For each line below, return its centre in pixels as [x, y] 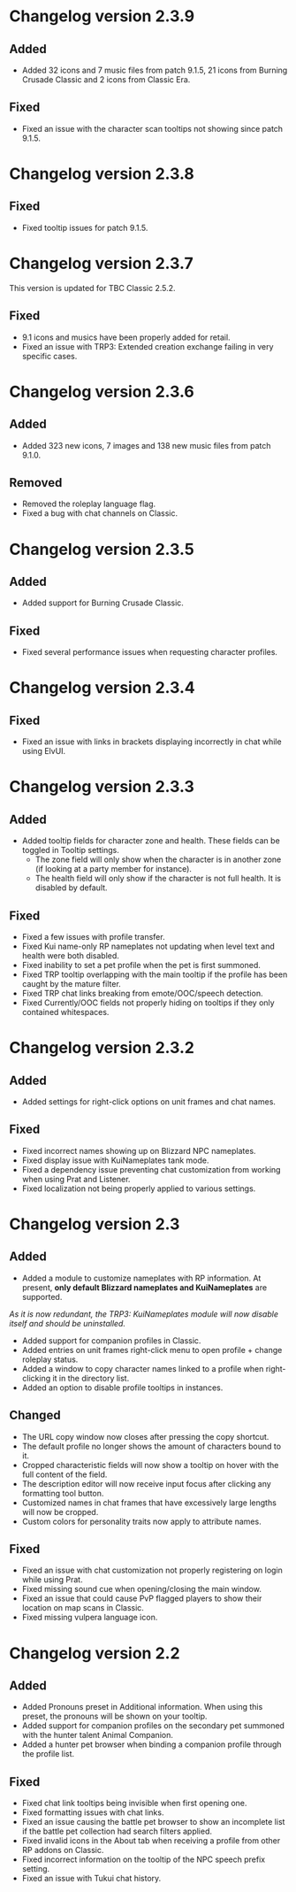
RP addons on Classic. [63, 1850]
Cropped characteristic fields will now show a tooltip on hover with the [150, 1465]
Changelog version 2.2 [95, 1653]
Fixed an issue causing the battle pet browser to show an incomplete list [153, 1822]
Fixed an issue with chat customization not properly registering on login [152, 1570]
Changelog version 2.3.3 [102, 787]
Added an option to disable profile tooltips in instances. [122, 1388]
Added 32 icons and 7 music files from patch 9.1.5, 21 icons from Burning [155, 70]
